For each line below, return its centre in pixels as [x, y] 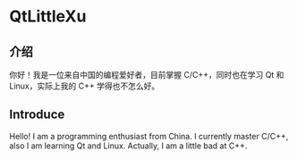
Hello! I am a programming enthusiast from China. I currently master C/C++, [149, 136]
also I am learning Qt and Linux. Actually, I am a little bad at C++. [128, 146]
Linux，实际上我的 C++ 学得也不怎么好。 [85, 86]
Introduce [37, 115]
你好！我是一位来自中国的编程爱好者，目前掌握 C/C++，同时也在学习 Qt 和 [147, 75]
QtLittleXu [48, 17]
